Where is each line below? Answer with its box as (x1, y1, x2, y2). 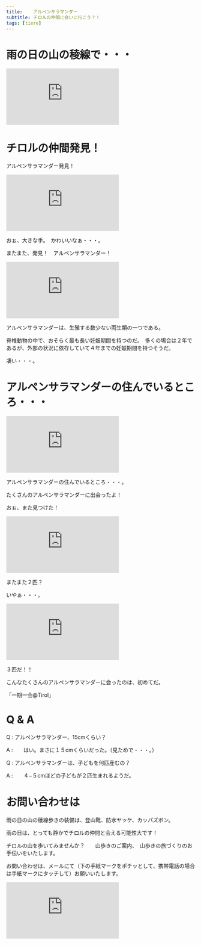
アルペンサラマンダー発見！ (6, 162, 75, 169)
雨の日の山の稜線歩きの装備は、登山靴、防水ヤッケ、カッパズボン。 (6, 817, 174, 824)
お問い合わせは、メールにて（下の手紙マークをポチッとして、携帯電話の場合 (6, 862, 195, 870)
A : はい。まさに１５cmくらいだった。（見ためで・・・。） (6, 746, 155, 753)
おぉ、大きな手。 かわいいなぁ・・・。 (6, 237, 104, 244)
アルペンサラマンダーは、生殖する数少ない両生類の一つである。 (6, 324, 164, 331)
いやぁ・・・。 (6, 591, 43, 599)
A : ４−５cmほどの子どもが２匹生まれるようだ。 (6, 772, 134, 779)
